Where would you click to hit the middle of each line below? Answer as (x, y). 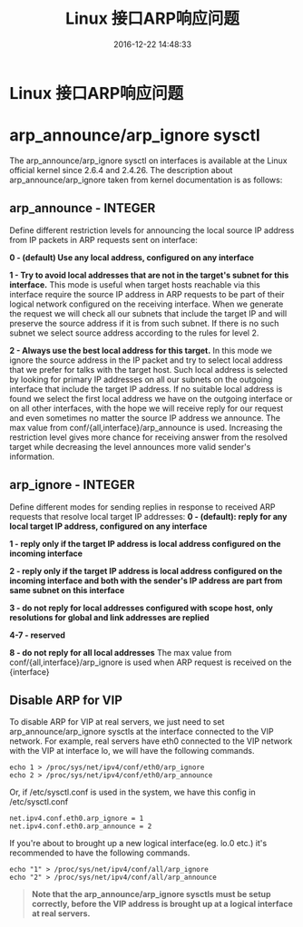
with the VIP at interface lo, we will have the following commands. (132, 751)
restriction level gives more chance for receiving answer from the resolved (149, 437)
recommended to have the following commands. (100, 853)
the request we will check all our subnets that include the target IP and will (148, 313)
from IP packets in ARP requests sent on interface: (103, 239)
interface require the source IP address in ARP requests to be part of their (147, 294)
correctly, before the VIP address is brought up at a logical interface (162, 904)
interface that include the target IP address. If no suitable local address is (146, 389)
